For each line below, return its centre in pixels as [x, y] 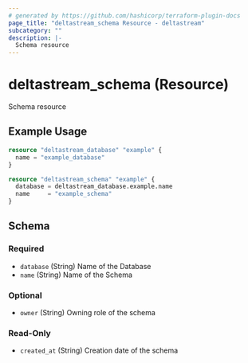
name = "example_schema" [64, 194]
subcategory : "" [35, 30]
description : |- [35, 38]
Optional [25, 295]
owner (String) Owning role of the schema [87, 312]
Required [26, 249]
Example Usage [48, 132]
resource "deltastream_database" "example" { [85, 150]
